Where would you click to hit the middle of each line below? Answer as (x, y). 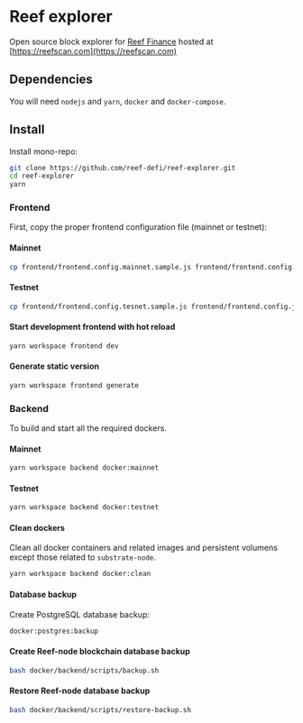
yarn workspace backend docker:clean (80, 574)
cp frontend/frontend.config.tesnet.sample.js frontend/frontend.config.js (155, 307)
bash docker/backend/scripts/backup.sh (84, 670)
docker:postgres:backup (54, 631)
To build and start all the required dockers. (88, 428)
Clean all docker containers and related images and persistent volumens (143, 548)
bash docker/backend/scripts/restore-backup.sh (101, 709)
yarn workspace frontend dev (64, 346)
